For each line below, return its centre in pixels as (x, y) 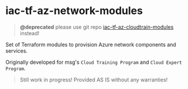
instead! (30, 33)
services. (16, 50)
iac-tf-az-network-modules (74, 11)
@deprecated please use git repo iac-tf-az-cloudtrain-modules (97, 27)
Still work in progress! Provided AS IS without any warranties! (94, 80)
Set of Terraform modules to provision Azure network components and (91, 44)
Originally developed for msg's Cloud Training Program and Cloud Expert (94, 62)
